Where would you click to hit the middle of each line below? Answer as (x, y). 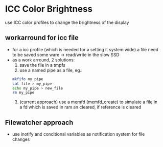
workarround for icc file (42, 38)
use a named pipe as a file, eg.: (51, 70)
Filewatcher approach (39, 122)
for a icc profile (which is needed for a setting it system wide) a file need (85, 49)
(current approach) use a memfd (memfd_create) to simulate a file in (88, 102)
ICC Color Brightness (49, 9)
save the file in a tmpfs (42, 65)
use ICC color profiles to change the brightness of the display (67, 22)
